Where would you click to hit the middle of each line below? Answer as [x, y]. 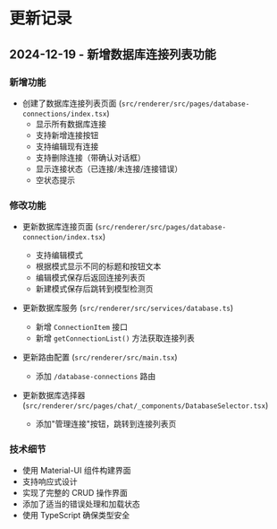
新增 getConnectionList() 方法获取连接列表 [115, 338]
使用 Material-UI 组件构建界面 [76, 471]
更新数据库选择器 [54, 395]
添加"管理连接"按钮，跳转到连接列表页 [106, 424]
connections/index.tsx [64, 114]
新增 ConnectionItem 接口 [81, 327]
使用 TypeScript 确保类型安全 [76, 516]
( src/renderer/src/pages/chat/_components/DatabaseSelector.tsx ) [145, 405]
